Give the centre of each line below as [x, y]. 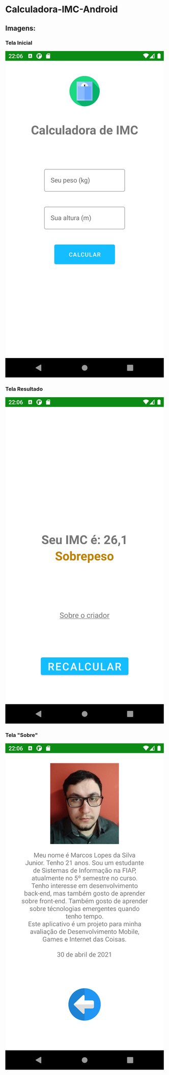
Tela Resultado [24, 389]
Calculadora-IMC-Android [62, 9]
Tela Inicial [19, 43]
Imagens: [20, 28]
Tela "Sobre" [22, 735]
